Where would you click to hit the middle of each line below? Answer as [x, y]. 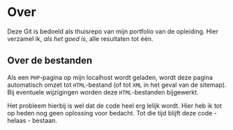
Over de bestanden [50, 61]
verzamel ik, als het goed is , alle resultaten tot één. [80, 38]
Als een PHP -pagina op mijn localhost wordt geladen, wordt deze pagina [110, 77]
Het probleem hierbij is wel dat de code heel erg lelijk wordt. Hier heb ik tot [114, 106]
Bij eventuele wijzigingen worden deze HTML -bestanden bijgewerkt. [103, 92]
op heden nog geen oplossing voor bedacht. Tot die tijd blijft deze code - [112, 113]
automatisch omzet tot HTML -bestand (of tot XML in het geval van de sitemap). [117, 85]
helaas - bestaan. [32, 120]
